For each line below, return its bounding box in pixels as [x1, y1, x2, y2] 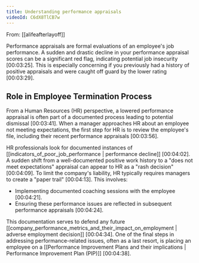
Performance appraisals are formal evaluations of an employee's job [6, 42, 174, 50]
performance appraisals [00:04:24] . [14, 207, 103, 214]
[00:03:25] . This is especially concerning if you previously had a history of [6, 61, 189, 69]
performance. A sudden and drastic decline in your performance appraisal [6, 48, 189, 56]
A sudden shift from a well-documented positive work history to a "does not [6, 157, 193, 164]
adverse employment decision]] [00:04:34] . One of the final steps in [6, 231, 174, 238]
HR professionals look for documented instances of [6, 144, 133, 151]
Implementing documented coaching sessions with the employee [14, 188, 176, 195]
